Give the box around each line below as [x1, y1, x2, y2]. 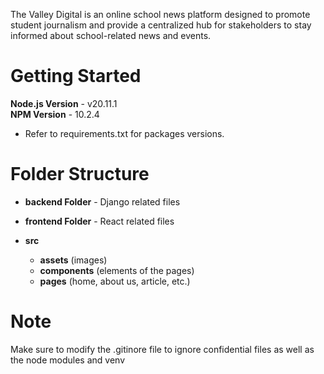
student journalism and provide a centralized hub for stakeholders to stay [10, 19, 312, 31]
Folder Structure [10, 163, 150, 186]
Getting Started [10, 65, 142, 88]
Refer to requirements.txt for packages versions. [24, 127, 225, 139]
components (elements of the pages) [39, 264, 195, 276]
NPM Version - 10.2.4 [10, 108, 100, 120]
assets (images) [39, 254, 108, 266]
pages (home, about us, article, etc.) [39, 275, 191, 287]
